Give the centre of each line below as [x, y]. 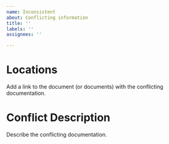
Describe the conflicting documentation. [57, 135]
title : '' [19, 23]
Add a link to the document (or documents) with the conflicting [85, 87]
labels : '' [20, 29]
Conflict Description [58, 118]
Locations [32, 70]
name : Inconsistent [31, 12]
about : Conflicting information [47, 18]
